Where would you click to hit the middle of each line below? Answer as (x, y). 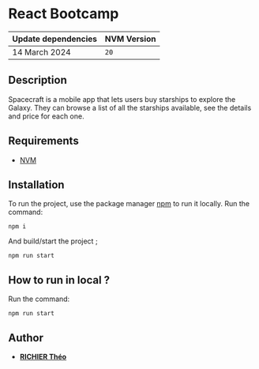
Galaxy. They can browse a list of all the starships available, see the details (130, 107)
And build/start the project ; (53, 241)
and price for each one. (46, 116)
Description (38, 80)
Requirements (43, 141)
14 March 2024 (41, 52)
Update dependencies (54, 39)
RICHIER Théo (43, 357)
